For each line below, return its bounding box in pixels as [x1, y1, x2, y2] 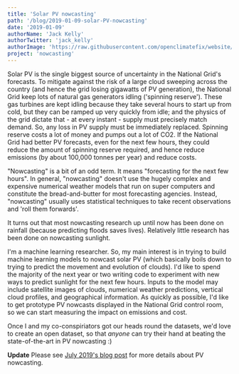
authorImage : [7, 43, 46, 51]
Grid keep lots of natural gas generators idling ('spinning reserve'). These [7, 92, 223, 100]
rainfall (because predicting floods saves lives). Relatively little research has [7, 226, 230, 234]
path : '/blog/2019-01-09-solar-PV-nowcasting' [7, 17, 148, 24]
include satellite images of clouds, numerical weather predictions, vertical [7, 285, 223, 294]
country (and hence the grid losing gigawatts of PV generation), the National [7, 85, 232, 93]
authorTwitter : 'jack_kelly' [7, 37, 94, 44]
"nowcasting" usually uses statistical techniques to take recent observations [7, 197, 231, 205]
